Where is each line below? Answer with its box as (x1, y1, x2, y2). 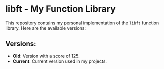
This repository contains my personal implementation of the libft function (5, 20, 159, 26)
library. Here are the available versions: (5, 25, 86, 31)
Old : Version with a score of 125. (12, 53, 80, 59)
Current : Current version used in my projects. (12, 58, 107, 64)
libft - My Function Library (5, 3, 116, 15)
